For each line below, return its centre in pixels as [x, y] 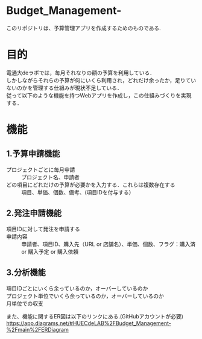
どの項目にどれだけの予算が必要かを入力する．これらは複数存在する [91, 185]
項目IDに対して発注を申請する [43, 229]
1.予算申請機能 [33, 154]
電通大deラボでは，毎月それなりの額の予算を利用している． [81, 73]
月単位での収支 [25, 303]
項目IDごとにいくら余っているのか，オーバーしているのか [77, 288]
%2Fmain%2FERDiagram [38, 329]
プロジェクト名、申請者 [50, 177]
